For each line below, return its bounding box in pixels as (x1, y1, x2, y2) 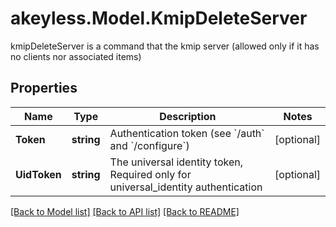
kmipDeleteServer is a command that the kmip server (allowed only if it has (10, 40, 320, 52)
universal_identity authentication (109, 180, 263, 194)
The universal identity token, (109, 155, 244, 169)
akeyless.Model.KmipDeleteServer (10, 7, 308, 30)
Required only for (109, 167, 192, 181)
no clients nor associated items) (10, 50, 142, 62)
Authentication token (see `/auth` (109, 126, 265, 140)
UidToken (15, 167, 62, 181)
